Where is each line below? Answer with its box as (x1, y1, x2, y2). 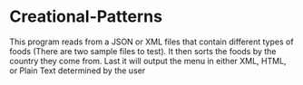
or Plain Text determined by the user (9, 65, 146, 76)
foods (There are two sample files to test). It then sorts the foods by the (9, 45, 277, 56)
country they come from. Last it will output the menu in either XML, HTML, (9, 55, 288, 66)
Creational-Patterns (9, 6, 163, 27)
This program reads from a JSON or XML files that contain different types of (9, 36, 294, 47)
